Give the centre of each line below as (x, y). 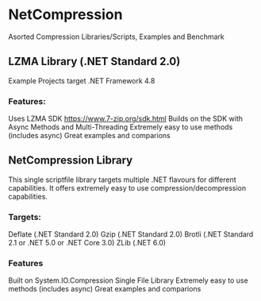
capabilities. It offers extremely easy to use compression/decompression (127, 187)
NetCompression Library (71, 160)
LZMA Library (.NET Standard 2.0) (94, 62)
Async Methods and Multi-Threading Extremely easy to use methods (121, 127)
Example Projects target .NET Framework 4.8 (82, 80)
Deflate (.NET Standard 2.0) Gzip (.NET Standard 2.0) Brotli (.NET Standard (131, 234)
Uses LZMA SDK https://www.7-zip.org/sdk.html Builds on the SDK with (126, 119)
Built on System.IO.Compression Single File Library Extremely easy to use (128, 280)
